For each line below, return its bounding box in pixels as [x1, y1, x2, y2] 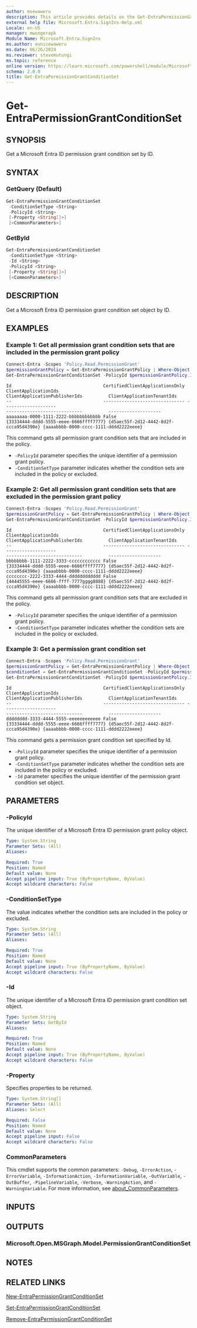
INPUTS [6, 1202, 35, 1212]
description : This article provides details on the [6, 14, 135, 20]
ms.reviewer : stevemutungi [6, 52, 72, 58]
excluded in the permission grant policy [6, 492, 121, 500]
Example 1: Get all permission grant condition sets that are [6, 340, 175, 349]
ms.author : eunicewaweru [6, 42, 67, 47]
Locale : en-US [6, 25, 41, 31]
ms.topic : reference [6, 57, 57, 63]
